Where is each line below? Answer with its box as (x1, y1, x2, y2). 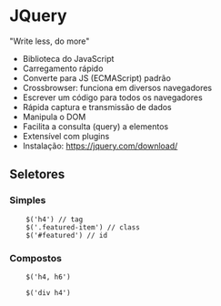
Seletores (9, 167, 65, 182)
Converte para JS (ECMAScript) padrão (22, 72, 171, 83)
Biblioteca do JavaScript (22, 53, 115, 64)
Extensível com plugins (22, 130, 110, 141)
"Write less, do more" (9, 36, 90, 46)
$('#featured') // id (25, 230, 107, 240)
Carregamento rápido (22, 63, 104, 74)
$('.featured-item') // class (25, 222, 141, 232)
